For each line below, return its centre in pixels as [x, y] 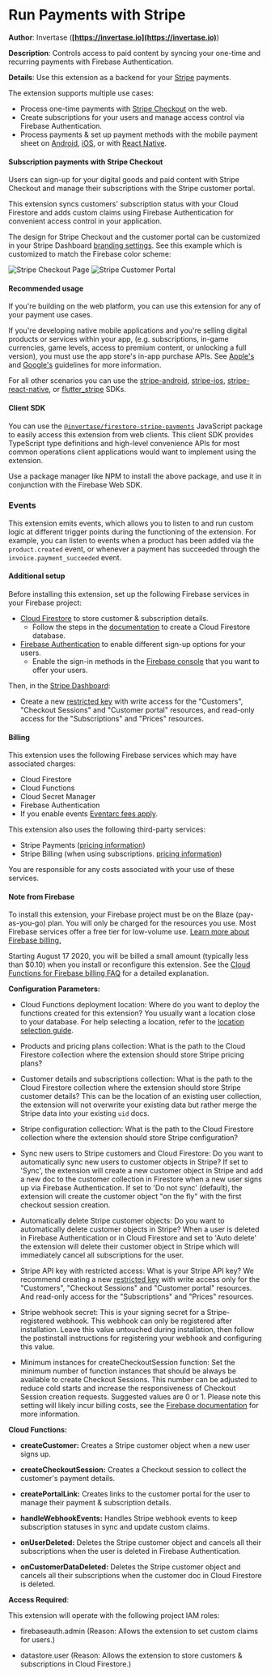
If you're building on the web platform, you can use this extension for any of [135, 306]
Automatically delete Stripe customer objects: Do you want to [122, 1221]
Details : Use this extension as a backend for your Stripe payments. [120, 77]
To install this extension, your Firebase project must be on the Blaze [121, 915]
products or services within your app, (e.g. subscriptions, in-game [119, 339]
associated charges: [42, 764]
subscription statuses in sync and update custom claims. [115, 1527]
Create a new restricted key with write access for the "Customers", [131, 701]
